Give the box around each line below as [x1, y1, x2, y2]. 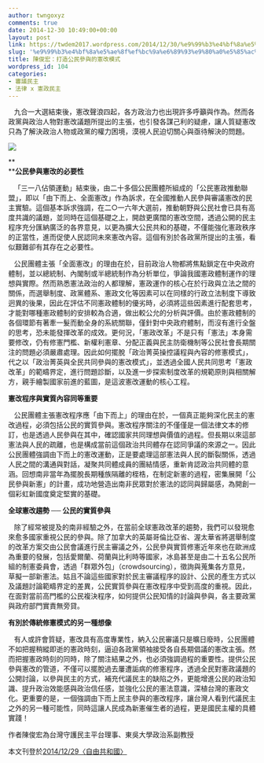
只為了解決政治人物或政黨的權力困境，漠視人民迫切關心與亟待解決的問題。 [8, 127, 249, 136]
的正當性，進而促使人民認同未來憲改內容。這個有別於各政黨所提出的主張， [8, 233, 249, 242]
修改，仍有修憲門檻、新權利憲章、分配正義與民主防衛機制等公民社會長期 [14, 337, 249, 347]
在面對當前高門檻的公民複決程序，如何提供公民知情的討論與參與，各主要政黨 [8, 592, 256, 601]
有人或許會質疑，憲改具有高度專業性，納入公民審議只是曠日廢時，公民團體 [13, 635, 255, 644]
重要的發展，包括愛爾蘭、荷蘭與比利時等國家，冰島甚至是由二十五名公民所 [14, 552, 256, 562]
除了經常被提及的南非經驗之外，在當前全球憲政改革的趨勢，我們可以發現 [13, 522, 248, 532]
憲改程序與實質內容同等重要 [8, 394, 98, 404]
